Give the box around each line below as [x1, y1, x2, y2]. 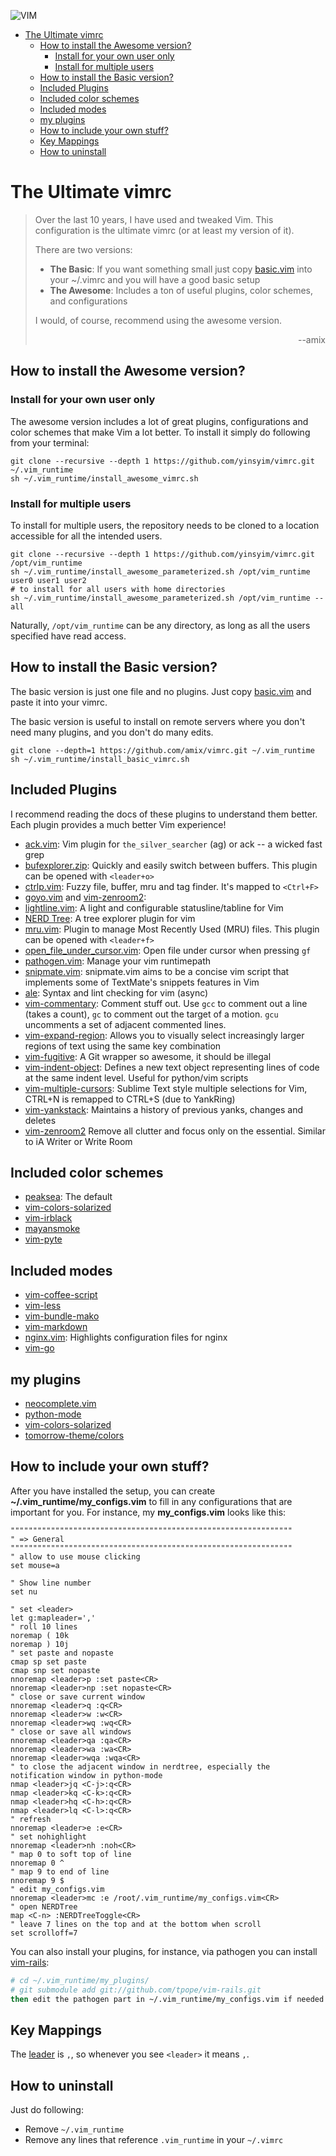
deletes [24, 1114, 57, 1126]
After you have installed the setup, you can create [10, 1485, 216, 1497]
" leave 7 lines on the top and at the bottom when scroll [10, 1919, 262, 1929]
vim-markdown [24, 1321, 88, 1333]
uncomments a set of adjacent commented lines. [24, 1018, 227, 1030]
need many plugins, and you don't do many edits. [10, 726, 214, 738]
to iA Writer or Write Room [24, 1135, 133, 1147]
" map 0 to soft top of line [10, 1849, 132, 1859]
